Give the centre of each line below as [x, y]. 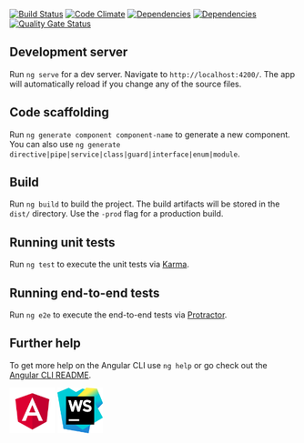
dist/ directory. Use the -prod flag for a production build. [117, 214]
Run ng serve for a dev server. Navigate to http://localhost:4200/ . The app [152, 74]
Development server [69, 52]
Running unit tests [62, 242]
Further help [46, 343]
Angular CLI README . [51, 375]
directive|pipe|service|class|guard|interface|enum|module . [125, 154]
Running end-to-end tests [85, 292]
